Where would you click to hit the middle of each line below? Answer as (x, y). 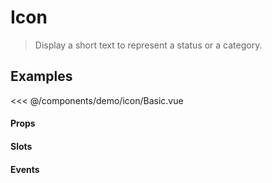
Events (25, 169)
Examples (41, 76)
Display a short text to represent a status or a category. (148, 45)
